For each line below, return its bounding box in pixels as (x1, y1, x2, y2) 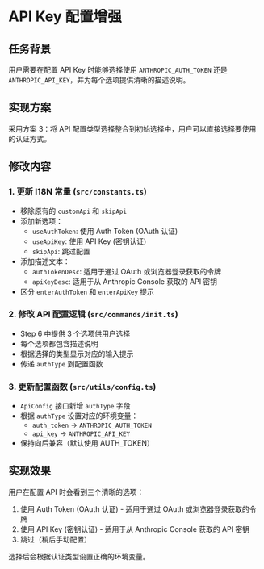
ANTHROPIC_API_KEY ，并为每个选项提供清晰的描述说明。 (8, 75, 191, 85)
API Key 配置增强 (8, 7, 123, 26)
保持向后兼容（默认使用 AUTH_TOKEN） (19, 438, 155, 448)
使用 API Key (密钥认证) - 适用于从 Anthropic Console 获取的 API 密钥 (19, 524, 250, 533)
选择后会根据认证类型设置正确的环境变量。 (8, 551, 150, 561)
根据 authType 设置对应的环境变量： (19, 411, 139, 420)
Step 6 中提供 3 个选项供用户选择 (19, 328, 131, 338)
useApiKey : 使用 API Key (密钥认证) (31, 236, 147, 246)
